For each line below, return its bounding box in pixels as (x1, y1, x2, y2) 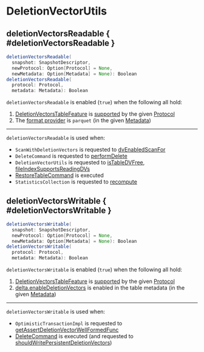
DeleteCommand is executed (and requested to (15, 333, 134, 340)
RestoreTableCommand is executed (15, 171, 104, 179)
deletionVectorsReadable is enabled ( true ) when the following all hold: (6, 99, 183, 106)
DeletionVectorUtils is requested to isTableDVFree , (15, 159, 145, 166)
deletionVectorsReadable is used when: (6, 134, 105, 142)
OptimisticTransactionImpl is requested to (15, 320, 123, 327)
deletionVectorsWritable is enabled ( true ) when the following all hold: (6, 266, 183, 273)
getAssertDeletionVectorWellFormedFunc (15, 326, 119, 334)
